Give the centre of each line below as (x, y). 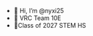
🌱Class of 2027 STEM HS (50, 25)
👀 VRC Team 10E (38, 18)
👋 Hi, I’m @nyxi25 (39, 11)
